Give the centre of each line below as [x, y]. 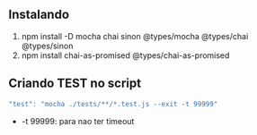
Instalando [39, 15]
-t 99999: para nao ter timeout [78, 121]
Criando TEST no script [75, 84]
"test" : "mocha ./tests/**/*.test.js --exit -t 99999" [113, 104]
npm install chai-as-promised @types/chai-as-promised [125, 55]
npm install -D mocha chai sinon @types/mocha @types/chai [135, 36]
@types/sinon [47, 46]
